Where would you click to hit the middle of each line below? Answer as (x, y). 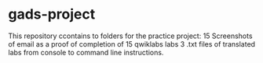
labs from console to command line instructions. (86, 52)
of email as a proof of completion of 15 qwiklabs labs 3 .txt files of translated (132, 44)
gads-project (52, 14)
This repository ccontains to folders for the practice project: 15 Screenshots (130, 36)
